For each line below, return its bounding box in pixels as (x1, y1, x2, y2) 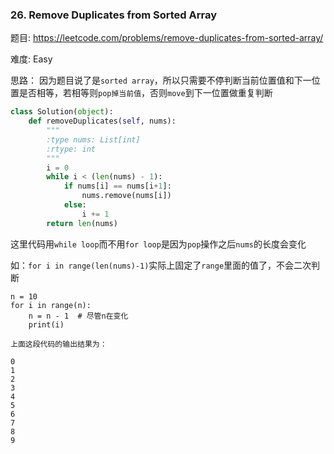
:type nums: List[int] (46, 134, 141, 145)
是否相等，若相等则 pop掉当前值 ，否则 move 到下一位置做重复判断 (18, 87, 273, 99)
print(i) (28, 319, 65, 330)
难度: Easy (10, 53, 53, 65)
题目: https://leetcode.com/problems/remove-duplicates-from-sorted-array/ (10, 32, 324, 44)
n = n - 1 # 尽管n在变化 (28, 311, 129, 321)
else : (63, 200, 87, 210)
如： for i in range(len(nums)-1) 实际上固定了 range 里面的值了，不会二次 (10, 259, 312, 271)
